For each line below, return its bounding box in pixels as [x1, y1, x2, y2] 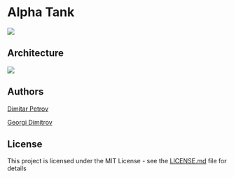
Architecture [7, 47, 64, 60]
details [7, 164, 27, 172]
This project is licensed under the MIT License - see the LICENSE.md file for [7, 157, 227, 165]
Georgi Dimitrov [7, 118, 53, 126]
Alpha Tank [7, 4, 75, 20]
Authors [7, 85, 44, 98]
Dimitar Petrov [7, 104, 49, 113]
